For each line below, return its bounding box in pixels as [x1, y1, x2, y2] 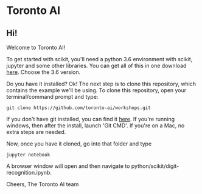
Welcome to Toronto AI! [6, 44, 66, 51]
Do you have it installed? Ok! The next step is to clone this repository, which [6, 80, 197, 87]
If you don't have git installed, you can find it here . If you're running [6, 116, 175, 122]
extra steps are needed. [6, 129, 66, 135]
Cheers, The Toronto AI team [6, 181, 79, 188]
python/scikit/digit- [131, 162, 179, 170]
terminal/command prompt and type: [6, 93, 99, 100]
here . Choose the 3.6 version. [6, 69, 81, 76]
